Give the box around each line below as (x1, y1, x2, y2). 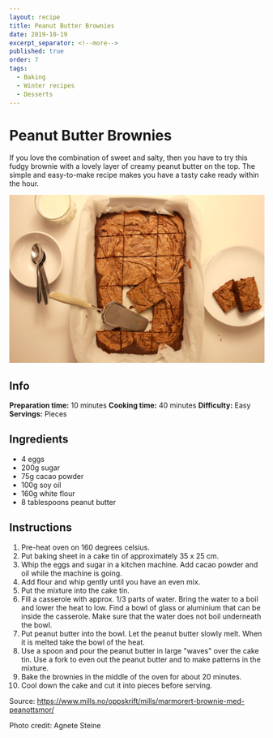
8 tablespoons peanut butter (20, 497, 117, 507)
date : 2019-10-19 (9, 30, 68, 38)
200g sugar (20, 463, 60, 473)
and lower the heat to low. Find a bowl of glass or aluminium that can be (20, 602, 262, 612)
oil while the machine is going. (20, 568, 122, 578)
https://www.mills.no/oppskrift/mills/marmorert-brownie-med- (36, 696, 245, 706)
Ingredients (9, 433, 69, 447)
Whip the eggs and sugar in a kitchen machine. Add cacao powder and (20, 559, 258, 569)
